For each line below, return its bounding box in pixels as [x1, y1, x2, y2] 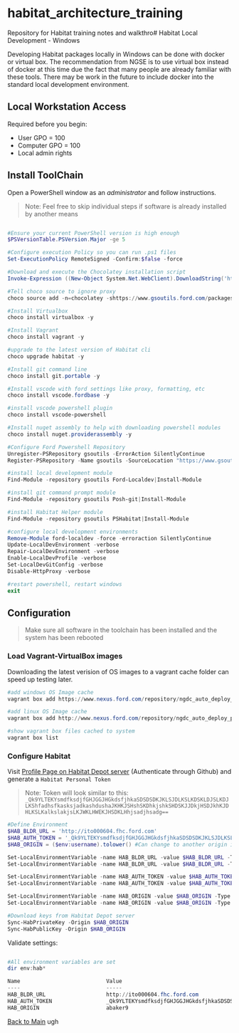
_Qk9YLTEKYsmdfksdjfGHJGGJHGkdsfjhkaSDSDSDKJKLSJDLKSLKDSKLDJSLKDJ [24, 796, 229, 804]
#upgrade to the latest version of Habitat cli [7, 347, 152, 354]
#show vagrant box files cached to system [7, 728, 135, 735]
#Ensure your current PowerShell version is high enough [7, 229, 180, 236]
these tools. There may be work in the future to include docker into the [7, 73, 215, 81]
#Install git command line [7, 365, 87, 373]
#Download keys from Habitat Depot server [7, 912, 135, 919]
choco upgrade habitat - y [7, 352, 84, 360]
